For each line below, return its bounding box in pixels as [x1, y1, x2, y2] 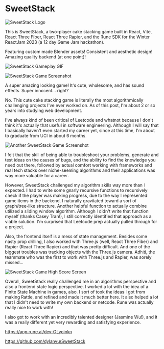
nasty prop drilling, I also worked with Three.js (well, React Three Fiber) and [5, 239, 158, 244]
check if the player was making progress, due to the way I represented [5, 192, 148, 198]
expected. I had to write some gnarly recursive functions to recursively [5, 187, 148, 193]
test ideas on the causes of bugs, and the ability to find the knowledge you [5, 157, 156, 162]
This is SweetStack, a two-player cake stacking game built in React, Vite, [5, 28, 152, 34]
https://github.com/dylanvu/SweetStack [5, 338, 86, 344]
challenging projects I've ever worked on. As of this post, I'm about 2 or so [5, 102, 156, 108]
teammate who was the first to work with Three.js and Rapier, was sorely [5, 254, 152, 260]
